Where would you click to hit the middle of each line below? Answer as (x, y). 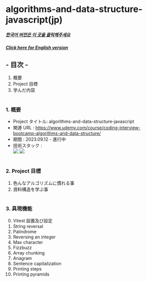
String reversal (28, 226)
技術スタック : (27, 146)
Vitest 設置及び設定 (33, 220)
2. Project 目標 (23, 171)
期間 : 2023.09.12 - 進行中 (39, 139)
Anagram (22, 258)
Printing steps (27, 268)
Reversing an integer (34, 237)
